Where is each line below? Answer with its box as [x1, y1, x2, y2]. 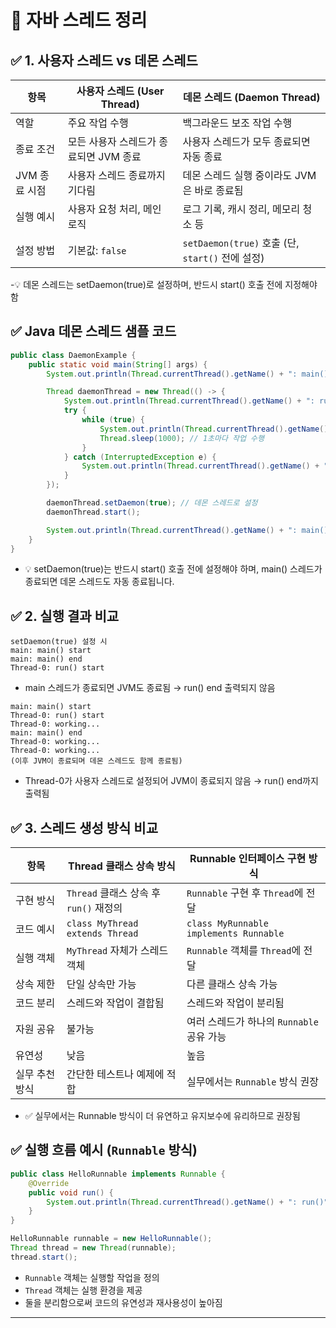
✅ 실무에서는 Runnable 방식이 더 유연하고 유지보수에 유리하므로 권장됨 [24, 1110, 301, 1122]
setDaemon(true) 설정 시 [10, 637, 108, 647]
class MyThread [66, 918, 139, 930]
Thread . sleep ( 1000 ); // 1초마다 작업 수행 [99, 433, 265, 443]
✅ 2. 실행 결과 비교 [10, 607, 120, 625]
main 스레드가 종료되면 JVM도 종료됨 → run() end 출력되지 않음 [24, 682, 276, 694]
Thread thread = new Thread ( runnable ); [10, 1243, 177, 1253]
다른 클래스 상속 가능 [186, 977, 278, 991]
